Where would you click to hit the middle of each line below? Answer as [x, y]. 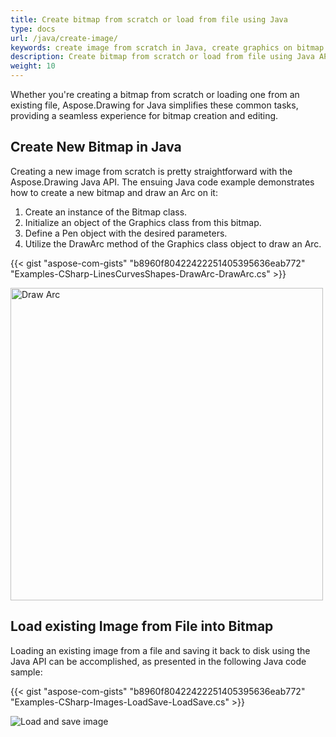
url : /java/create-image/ [64, 38]
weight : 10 [33, 66]
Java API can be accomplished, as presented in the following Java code [158, 661]
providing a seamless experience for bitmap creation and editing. [144, 115]
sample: [26, 672]
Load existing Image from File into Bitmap [142, 626]
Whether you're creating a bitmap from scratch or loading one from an [155, 94]
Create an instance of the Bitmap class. [106, 212]
